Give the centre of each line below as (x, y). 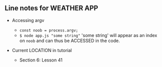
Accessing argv (28, 20)
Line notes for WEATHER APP (51, 8)
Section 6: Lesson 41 (41, 60)
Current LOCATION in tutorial (42, 50)
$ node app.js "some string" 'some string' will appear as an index (88, 35)
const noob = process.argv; (49, 30)
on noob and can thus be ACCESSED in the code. (69, 40)
